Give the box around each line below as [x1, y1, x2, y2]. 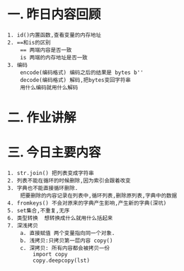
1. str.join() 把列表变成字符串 [7, 170, 94, 177]
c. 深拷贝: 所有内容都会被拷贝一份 [20, 245, 110, 252]
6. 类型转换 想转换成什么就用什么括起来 [7, 215, 113, 222]
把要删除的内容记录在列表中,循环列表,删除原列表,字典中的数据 [20, 192, 178, 200]
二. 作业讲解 [7, 110, 76, 126]
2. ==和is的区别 [7, 39, 51, 46]
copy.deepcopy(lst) [33, 257, 91, 265]
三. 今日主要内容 [7, 145, 101, 161]
